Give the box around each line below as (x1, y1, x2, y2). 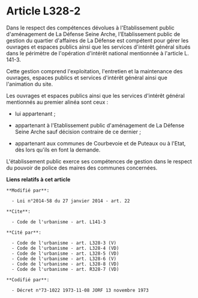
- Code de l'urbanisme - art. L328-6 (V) (11, 255, 117, 262)
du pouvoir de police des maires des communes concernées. (6, 164, 158, 171)
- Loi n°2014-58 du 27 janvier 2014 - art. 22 (11, 198, 130, 204)
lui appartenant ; (14, 110, 56, 117)
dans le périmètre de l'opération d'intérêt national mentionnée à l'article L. (6, 49, 189, 56)
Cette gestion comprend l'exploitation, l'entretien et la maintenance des (6, 67, 183, 74)
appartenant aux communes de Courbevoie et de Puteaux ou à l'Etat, (14, 139, 186, 147)
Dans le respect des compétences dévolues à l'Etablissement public (6, 24, 175, 31)
